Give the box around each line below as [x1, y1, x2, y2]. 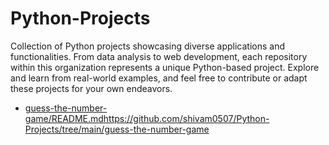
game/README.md [24, 112, 104, 124]
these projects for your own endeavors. [10, 82, 173, 94]
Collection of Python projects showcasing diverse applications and [10, 40, 285, 52]
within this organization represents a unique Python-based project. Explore [10, 61, 320, 73]
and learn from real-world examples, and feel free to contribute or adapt [10, 72, 308, 84]
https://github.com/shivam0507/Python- [103, 112, 270, 124]
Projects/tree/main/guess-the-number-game [24, 123, 210, 135]
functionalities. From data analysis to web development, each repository [10, 50, 308, 62]
